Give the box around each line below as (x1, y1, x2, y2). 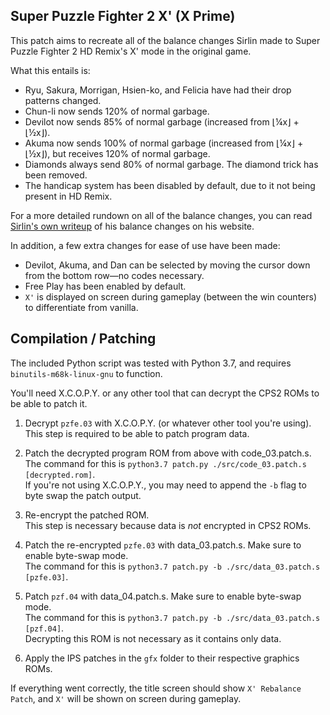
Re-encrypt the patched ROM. (24, 509, 150, 521)
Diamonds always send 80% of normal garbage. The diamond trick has (24, 158, 319, 170)
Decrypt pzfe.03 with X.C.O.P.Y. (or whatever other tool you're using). (24, 417, 312, 429)
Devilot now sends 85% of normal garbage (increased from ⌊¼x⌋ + (24, 115, 300, 128)
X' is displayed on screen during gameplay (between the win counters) (24, 290, 318, 303)
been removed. (24, 169, 88, 181)
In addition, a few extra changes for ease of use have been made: (10, 239, 281, 251)
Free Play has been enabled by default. (24, 280, 187, 292)
